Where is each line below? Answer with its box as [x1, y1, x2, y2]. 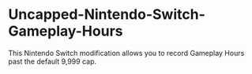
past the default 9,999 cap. [8, 57, 97, 66]
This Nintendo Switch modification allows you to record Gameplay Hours [8, 48, 245, 57]
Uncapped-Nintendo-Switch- [8, 6, 205, 24]
